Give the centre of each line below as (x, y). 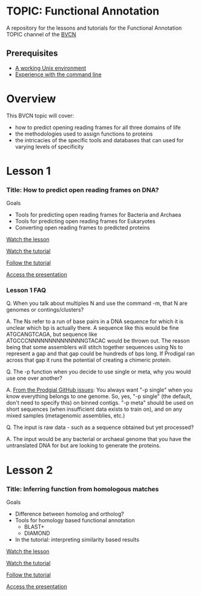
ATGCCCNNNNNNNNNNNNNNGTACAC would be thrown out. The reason (98, 341)
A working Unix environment (51, 68)
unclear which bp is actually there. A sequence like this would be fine (93, 328)
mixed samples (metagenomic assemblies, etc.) (66, 416)
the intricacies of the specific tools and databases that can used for (99, 140)
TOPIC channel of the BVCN (41, 34)
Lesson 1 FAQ (26, 290)
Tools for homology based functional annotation (75, 520)
